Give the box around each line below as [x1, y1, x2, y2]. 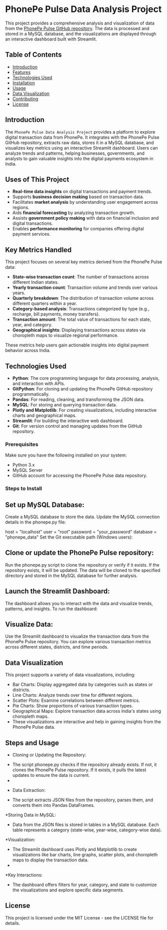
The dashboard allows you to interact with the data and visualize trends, [5, 600, 153, 606]
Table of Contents [5, 51, 62, 59]
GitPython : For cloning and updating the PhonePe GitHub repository [12, 386, 153, 391]
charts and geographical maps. [12, 412, 77, 418]
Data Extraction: [12, 787, 46, 793]
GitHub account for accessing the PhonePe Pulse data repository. [12, 473, 148, 479]
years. [12, 290, 26, 296]
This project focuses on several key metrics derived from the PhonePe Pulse [5, 259, 163, 265]
